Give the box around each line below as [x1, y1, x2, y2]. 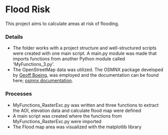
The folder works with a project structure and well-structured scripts [12, 45, 157, 51]
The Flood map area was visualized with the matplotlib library [12, 124, 142, 130]
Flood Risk [5, 4, 50, 15]
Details [5, 33, 23, 40]
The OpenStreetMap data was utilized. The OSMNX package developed [12, 66, 164, 73]
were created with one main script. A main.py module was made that [12, 50, 157, 57]
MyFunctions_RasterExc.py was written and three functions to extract [12, 102, 159, 108]
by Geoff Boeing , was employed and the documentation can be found [12, 72, 159, 78]
